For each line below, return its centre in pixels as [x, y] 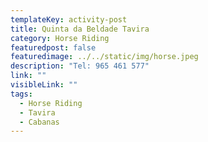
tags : [21, 94]
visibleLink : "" [44, 85]
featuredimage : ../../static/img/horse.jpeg [104, 57]
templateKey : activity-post [69, 19]
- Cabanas [39, 122]
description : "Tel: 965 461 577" [80, 66]
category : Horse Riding [60, 38]
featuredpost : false [53, 47]
